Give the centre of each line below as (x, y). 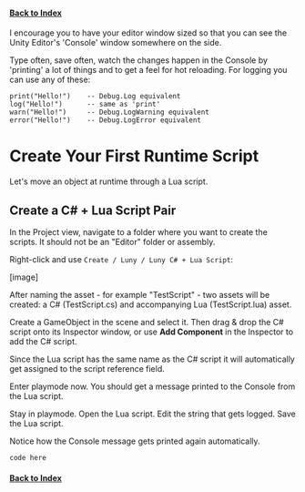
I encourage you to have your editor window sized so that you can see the (148, 33)
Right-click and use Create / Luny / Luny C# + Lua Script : (122, 259)
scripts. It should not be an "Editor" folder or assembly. (112, 241)
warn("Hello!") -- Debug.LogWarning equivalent (109, 113)
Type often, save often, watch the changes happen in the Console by (139, 60)
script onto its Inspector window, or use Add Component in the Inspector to (152, 332)
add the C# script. (43, 341)
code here (28, 457)
